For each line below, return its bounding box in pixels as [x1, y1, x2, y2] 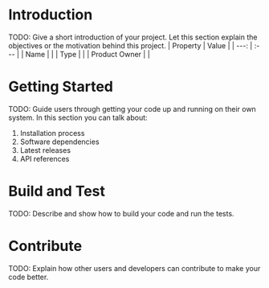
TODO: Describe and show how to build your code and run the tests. [8, 208, 234, 218]
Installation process [19, 128, 85, 138]
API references [19, 154, 70, 163]
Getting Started [8, 78, 114, 96]
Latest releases [19, 145, 71, 154]
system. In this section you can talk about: [8, 113, 148, 122]
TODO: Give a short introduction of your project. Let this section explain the [8, 32, 258, 42]
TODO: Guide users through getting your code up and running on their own [8, 104, 257, 113]
